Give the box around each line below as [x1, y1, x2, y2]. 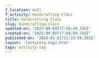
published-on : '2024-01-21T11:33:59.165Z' [5, 36, 95, 41]
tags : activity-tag [5, 45, 46, 50]
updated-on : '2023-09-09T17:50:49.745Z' [5, 26, 91, 31]
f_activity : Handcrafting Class [5, 12, 73, 17]
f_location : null [5, 7, 42, 13]
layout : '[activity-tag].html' [5, 40, 71, 45]
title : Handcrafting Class [5, 17, 62, 22]
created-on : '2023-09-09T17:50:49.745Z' [5, 31, 91, 36]
